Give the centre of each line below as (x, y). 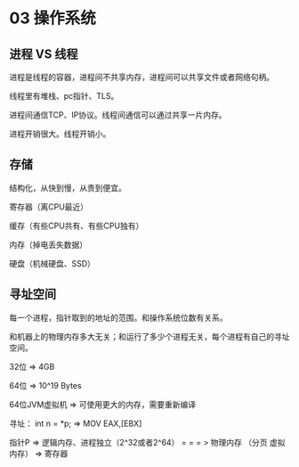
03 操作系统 (53, 18)
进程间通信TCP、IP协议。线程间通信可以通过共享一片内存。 (118, 115)
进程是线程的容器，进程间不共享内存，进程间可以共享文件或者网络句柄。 (141, 77)
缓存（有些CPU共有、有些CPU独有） (77, 225)
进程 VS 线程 (44, 54)
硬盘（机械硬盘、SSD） (53, 263)
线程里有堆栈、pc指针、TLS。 (64, 96)
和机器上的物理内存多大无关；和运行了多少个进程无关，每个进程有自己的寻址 (149, 336)
